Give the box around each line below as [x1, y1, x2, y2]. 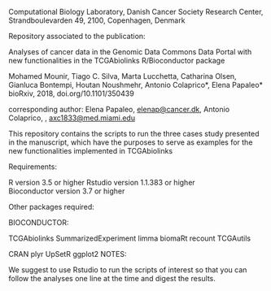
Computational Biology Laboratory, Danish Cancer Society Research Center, [8, 7, 264, 16]
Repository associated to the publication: [8, 32, 146, 41]
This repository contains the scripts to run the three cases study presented [8, 129, 260, 138]
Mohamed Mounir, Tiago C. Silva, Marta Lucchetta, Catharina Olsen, [8, 72, 238, 80]
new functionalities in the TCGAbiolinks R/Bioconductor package [8, 56, 225, 65]
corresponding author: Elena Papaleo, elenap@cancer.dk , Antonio [8, 105, 230, 114]
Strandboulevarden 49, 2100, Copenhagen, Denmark [8, 15, 186, 25]
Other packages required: [8, 202, 95, 211]
